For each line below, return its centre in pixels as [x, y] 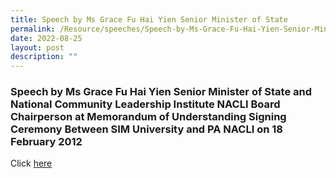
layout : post [37, 47]
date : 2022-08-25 [46, 38]
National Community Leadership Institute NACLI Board [145, 104]
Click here [31, 163]
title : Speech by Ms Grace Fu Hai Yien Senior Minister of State [149, 19]
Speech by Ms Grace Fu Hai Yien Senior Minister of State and [161, 92]
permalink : [33, 29]
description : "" [44, 57]
